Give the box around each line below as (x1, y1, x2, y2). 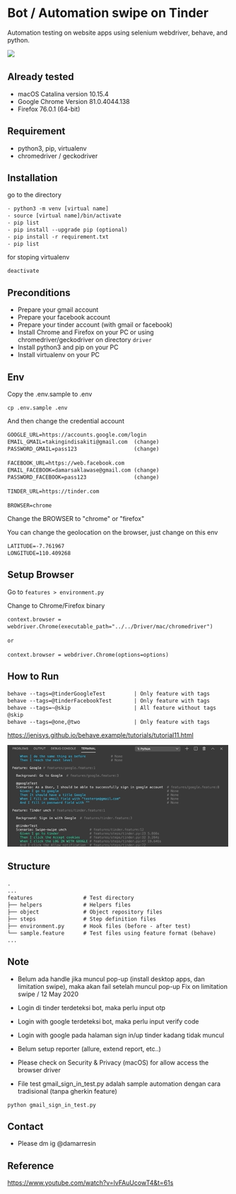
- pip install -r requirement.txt (7, 233, 110, 241)
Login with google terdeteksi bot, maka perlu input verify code (17, 1017, 199, 1026)
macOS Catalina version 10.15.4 (17, 90, 110, 98)
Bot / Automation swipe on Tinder (7, 5, 209, 21)
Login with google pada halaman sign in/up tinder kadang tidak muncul (17, 1031, 225, 1039)
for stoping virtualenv (7, 253, 70, 262)
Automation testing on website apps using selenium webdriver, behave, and (7, 28, 228, 37)
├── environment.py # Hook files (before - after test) (7, 923, 191, 930)
